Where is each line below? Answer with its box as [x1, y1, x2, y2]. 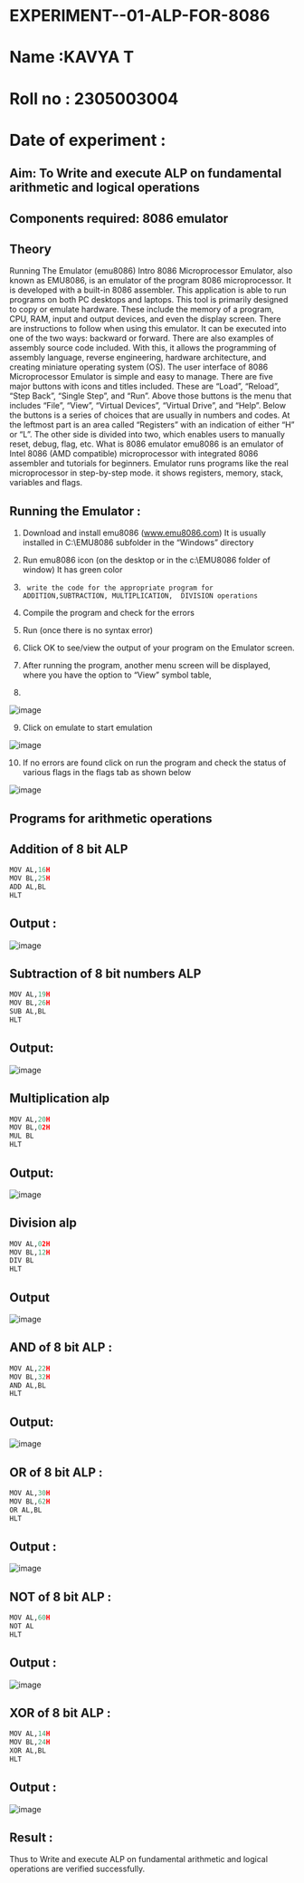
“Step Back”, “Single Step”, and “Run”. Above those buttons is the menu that [9, 390, 292, 401]
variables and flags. [9, 477, 83, 488]
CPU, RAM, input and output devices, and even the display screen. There [9, 313, 281, 324]
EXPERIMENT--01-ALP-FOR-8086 [9, 5, 271, 26]
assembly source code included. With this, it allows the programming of [9, 342, 277, 353]
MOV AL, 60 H [9, 1613, 51, 1622]
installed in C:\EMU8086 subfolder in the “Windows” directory [22, 537, 254, 548]
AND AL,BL [9, 1380, 47, 1390]
